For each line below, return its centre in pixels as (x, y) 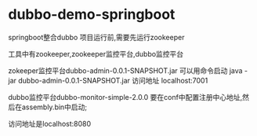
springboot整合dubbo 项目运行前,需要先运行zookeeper (96, 37)
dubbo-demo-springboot (92, 15)
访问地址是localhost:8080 (50, 123)
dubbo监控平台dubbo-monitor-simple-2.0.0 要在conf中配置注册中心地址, (125, 97)
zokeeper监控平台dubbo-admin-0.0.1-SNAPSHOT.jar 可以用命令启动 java (125, 70)
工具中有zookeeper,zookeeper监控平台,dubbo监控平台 (96, 53)
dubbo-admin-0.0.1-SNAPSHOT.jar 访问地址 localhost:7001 (113, 80)
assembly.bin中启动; (54, 107)
